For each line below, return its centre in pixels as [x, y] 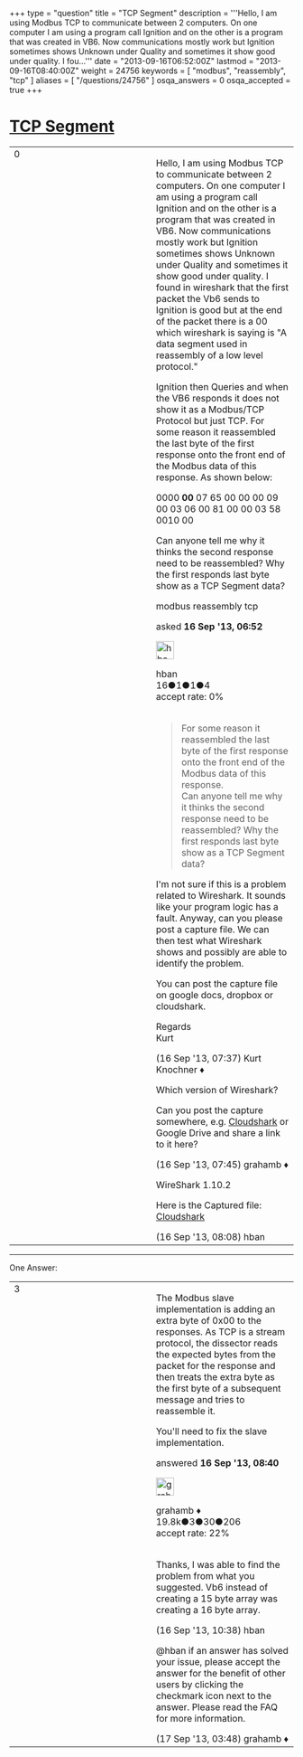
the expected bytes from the [216, 1354]
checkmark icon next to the [214, 1696]
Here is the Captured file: [209, 1204]
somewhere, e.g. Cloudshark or [222, 1121]
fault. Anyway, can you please [220, 918]
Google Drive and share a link [219, 1132]
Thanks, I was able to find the [219, 1564]
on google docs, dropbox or [215, 995]
